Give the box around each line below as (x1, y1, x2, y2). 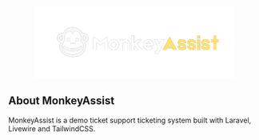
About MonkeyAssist (8, 94, 115, 108)
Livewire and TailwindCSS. (8, 123, 96, 134)
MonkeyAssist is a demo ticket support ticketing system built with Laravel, (8, 115, 252, 125)
